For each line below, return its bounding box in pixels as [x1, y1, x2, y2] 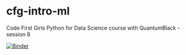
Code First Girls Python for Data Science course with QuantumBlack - [6, 24, 181, 31]
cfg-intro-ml [6, 4, 70, 18]
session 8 [6, 30, 30, 37]
